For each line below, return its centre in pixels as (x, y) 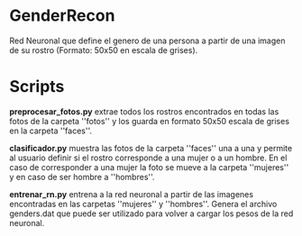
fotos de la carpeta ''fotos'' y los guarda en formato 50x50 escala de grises (150, 121)
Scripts (37, 87)
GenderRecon (62, 16)
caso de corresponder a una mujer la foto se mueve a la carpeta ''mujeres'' (149, 167)
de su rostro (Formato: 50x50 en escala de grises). (104, 50)
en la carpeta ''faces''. (51, 131)
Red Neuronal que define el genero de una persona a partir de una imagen (147, 41)
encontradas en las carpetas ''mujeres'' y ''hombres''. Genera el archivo (143, 204)
